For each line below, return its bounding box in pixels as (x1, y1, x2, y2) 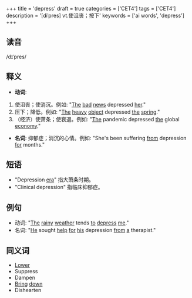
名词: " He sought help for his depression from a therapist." (14, 227, 156, 234)
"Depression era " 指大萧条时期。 (14, 176, 94, 183)
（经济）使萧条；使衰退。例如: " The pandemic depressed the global (14, 115, 180, 122)
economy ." (14, 122, 41, 129)
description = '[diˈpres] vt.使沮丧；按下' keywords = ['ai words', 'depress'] (6, 12, 185, 19)
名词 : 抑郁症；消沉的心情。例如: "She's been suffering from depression (14, 134, 187, 141)
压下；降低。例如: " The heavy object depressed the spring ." (14, 108, 160, 115)
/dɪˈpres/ (6, 53, 27, 60)
